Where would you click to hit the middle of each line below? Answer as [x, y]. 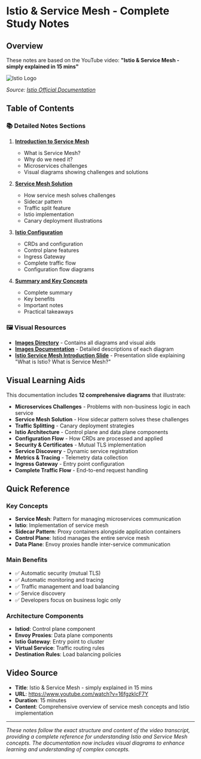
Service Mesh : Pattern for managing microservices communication [98, 519]
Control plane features [51, 250]
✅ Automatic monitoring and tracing [59, 579]
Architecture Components [45, 616]
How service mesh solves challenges [69, 195]
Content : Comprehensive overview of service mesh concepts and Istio [102, 706]
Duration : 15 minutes [41, 700]
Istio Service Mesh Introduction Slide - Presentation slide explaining [100, 355]
